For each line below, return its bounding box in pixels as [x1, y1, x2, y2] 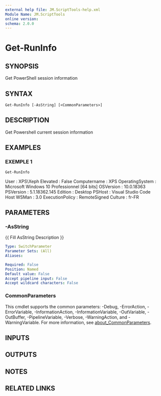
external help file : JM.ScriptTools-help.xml [5, 7, 100, 12]
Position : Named [5, 267, 39, 272]
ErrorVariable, [5, 309, 34, 315]
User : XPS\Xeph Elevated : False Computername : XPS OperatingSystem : [5, 178, 157, 184]
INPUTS [5, 334, 30, 342]
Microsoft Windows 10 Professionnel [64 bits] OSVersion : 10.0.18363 [5, 184, 146, 190]
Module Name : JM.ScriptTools [5, 12, 65, 17]
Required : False [5, 262, 39, 267]
